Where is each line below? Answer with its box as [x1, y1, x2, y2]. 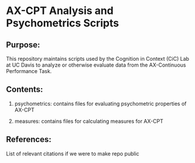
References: [6, 134, 51, 144]
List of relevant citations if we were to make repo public [6, 150, 140, 157]
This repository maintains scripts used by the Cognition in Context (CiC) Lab [6, 56, 190, 62]
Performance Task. [6, 68, 52, 74]
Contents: [6, 85, 43, 95]
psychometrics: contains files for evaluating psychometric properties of [14, 100, 187, 107]
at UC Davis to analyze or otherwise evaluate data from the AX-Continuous [6, 61, 186, 68]
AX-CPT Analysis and [6, 4, 114, 18]
